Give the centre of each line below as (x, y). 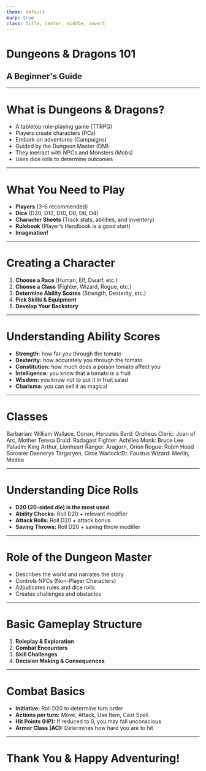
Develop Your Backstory (47, 306)
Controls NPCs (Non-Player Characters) (66, 580)
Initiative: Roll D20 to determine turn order (69, 708)
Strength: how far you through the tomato (68, 354)
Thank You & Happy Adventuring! (93, 758)
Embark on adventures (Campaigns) (61, 140)
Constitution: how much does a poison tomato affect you (88, 367)
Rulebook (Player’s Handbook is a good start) (73, 226)
